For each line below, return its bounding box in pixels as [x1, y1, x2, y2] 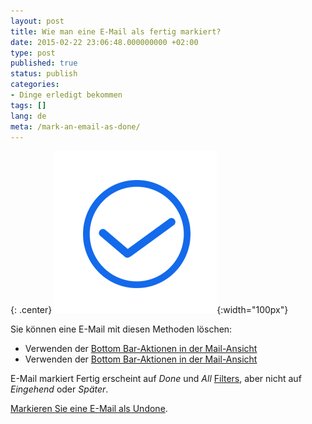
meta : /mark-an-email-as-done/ [10, 121, 141, 132]
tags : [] [10, 100, 47, 110]
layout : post [10, 16, 65, 26]
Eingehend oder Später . [10, 383, 109, 395]
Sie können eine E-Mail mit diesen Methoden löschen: [10, 323, 233, 335]
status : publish [10, 69, 78, 79]
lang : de [10, 111, 47, 121]
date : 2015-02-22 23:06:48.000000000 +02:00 [10, 37, 199, 47]
